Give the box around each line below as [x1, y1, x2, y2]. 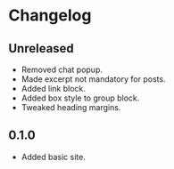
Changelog [8, 5, 92, 26]
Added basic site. [21, 151, 86, 162]
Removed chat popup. [21, 64, 104, 75]
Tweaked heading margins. [21, 102, 121, 112]
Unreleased [8, 41, 75, 56]
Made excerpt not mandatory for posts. [21, 74, 166, 84]
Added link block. [21, 84, 87, 93]
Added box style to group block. [21, 93, 140, 103]
